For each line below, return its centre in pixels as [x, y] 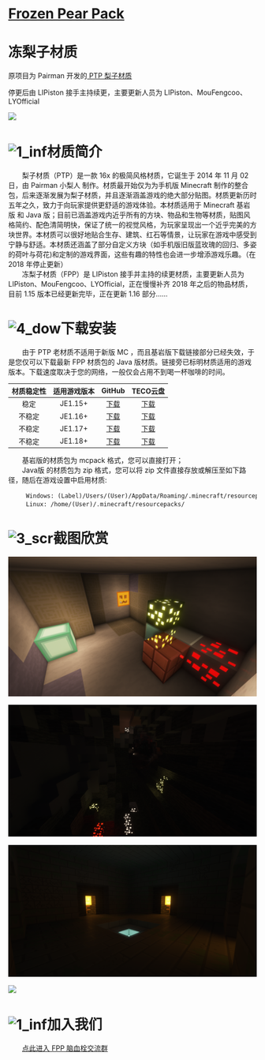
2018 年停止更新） [38, 265]
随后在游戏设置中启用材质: [65, 480]
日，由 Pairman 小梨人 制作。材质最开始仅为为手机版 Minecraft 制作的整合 [128, 186]
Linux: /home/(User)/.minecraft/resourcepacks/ [105, 504]
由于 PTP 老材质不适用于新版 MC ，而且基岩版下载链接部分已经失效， [135, 352]
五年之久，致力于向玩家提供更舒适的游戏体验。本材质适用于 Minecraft [121, 205]
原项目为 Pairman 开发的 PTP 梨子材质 [70, 76]
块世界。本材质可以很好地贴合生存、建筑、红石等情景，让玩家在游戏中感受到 [132, 235]
